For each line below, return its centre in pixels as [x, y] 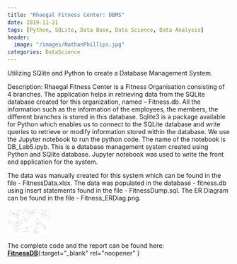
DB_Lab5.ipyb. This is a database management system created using [108, 147]
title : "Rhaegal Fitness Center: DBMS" [66, 15]
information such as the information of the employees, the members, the [113, 109]
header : [19, 37]
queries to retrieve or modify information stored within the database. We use [118, 132]
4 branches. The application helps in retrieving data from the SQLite [106, 94]
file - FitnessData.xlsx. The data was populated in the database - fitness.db [117, 183]
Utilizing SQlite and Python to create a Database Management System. [110, 73]
